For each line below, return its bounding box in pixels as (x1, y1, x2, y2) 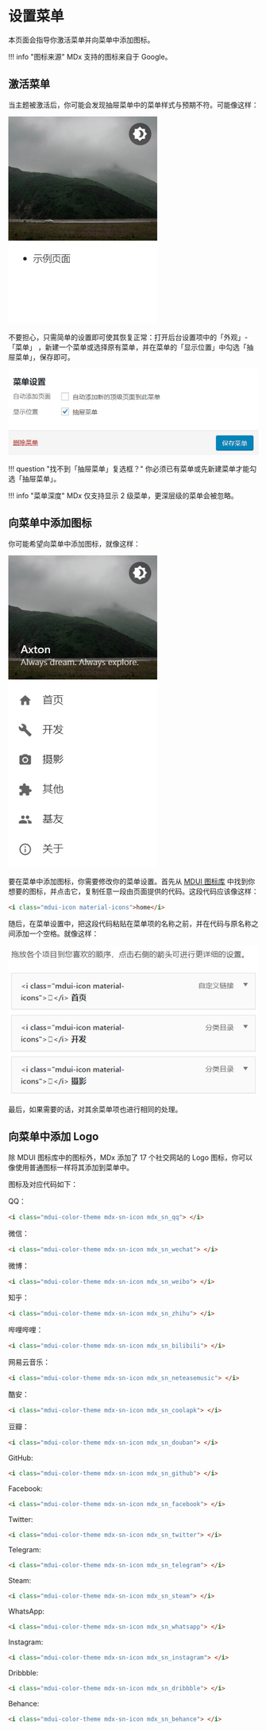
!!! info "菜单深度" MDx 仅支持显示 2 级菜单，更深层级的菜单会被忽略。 (8, 490, 238, 500)
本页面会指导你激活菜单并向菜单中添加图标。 (8, 35, 155, 44)
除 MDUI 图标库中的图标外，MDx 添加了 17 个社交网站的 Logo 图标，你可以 (8, 1153, 253, 1162)
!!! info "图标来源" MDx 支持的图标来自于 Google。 (8, 52, 172, 61)
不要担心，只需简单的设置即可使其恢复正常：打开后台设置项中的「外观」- (8, 332, 249, 342)
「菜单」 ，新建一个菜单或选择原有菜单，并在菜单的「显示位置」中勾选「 (8, 342, 247, 352)
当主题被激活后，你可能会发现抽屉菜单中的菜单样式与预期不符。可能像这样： (8, 100, 259, 110)
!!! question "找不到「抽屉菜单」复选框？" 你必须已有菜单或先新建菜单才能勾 (8, 464, 256, 473)
